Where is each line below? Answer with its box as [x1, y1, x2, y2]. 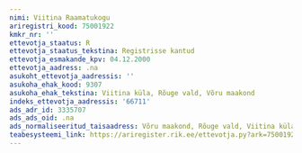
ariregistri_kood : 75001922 [9, 22, 115, 31]
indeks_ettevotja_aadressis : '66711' [9, 96, 151, 106]
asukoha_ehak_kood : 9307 [9, 80, 102, 89]
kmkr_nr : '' [9, 30, 54, 39]
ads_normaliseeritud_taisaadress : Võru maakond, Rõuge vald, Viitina [9, 122, 276, 131]
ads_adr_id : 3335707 [9, 105, 87, 114]
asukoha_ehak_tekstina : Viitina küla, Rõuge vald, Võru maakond [9, 88, 255, 97]
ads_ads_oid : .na [9, 113, 75, 122]
